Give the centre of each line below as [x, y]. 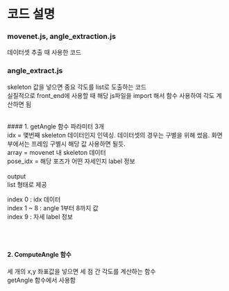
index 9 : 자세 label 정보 [40, 217]
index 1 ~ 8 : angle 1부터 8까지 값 [53, 208]
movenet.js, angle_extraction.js [62, 37]
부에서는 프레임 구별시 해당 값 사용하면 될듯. [67, 144]
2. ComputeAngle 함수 [39, 255]
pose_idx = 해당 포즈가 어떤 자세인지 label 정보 [71, 161]
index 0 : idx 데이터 [34, 199]
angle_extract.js [35, 71]
